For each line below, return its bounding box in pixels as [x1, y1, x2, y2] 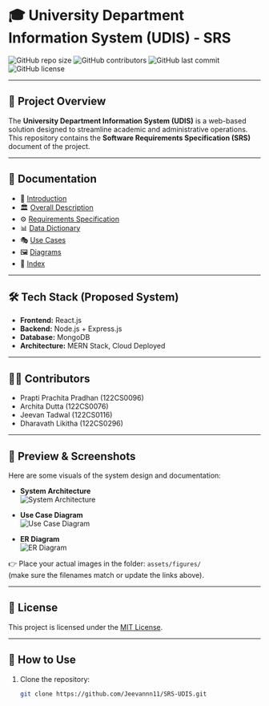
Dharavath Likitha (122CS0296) [19, 418, 124, 429]
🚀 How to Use [8, 653, 76, 667]
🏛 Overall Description [19, 202, 94, 212]
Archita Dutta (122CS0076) [19, 401, 109, 411]
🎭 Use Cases [19, 235, 66, 244]
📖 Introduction [19, 193, 67, 203]
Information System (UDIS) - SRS [8, 29, 231, 47]
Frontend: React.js [19, 316, 82, 325]
